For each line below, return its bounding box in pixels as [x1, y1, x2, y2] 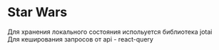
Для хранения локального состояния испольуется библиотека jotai [7, 27, 213, 36]
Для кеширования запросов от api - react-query [7, 35, 153, 43]
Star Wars [7, 4, 68, 20]
